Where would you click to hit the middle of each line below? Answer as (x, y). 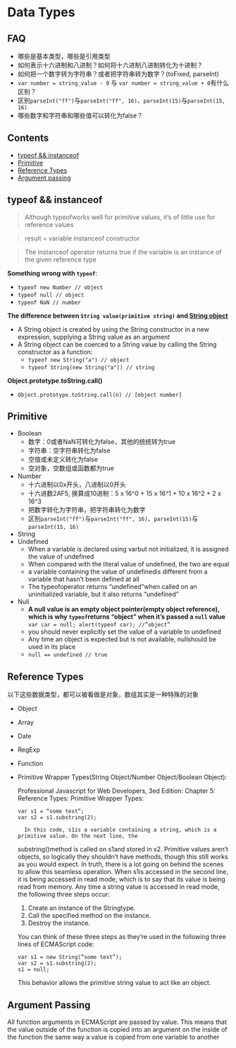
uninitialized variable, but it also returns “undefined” (104, 594)
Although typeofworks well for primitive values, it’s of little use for (120, 217)
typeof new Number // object (60, 287)
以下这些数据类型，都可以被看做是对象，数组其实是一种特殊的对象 (103, 694)
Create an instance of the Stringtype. (82, 908)
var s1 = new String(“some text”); (70, 957)
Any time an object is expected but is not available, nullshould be (122, 639)
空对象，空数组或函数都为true (71, 468)
